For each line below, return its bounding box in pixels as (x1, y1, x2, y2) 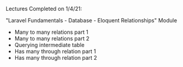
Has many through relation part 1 (14, 48, 96, 55)
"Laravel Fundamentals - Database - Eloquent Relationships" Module (5, 17, 178, 24)
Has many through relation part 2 (14, 54, 98, 61)
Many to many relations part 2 (14, 35, 90, 42)
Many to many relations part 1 (14, 28, 88, 36)
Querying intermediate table (14, 42, 85, 48)
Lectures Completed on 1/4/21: (5, 5, 82, 12)
